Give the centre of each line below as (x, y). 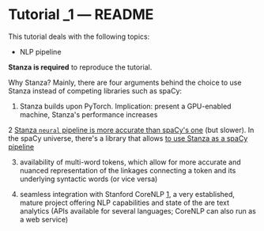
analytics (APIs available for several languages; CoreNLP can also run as (138, 210)
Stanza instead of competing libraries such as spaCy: (95, 91)
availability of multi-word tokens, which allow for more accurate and (130, 162)
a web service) (44, 219)
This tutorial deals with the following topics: (79, 36)
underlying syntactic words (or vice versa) (89, 179)
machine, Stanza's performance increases (89, 114)
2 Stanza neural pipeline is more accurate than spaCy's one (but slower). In (131, 130)
